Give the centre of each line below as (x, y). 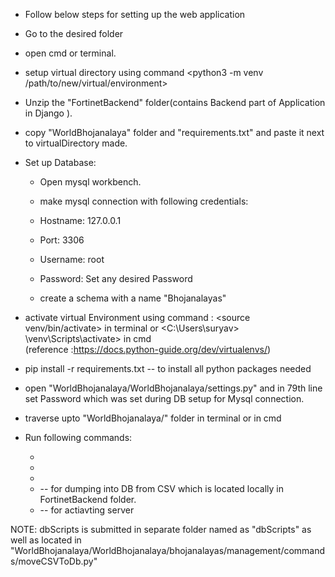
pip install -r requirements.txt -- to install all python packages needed (168, 368)
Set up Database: (60, 162)
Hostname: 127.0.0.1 (80, 220)
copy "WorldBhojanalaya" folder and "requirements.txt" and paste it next (174, 132)
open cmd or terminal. (70, 53)
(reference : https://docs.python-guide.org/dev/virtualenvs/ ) (148, 349)
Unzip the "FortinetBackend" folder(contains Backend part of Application (175, 102)
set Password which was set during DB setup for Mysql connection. (164, 398)
